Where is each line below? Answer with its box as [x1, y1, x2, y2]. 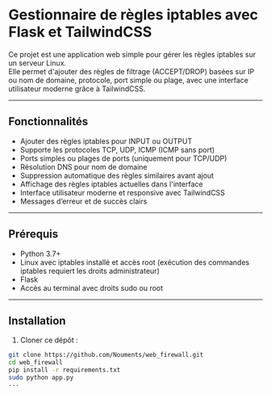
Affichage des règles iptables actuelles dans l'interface [19, 179, 203, 189]
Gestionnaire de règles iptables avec [8, 6, 259, 24]
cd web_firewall [8, 358, 63, 367]
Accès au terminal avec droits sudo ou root [19, 283, 164, 292]
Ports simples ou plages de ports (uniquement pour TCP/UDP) [19, 153, 227, 163]
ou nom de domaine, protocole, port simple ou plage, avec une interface [8, 75, 248, 85]
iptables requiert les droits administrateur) [19, 266, 160, 275]
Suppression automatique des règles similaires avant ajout [19, 170, 215, 180]
